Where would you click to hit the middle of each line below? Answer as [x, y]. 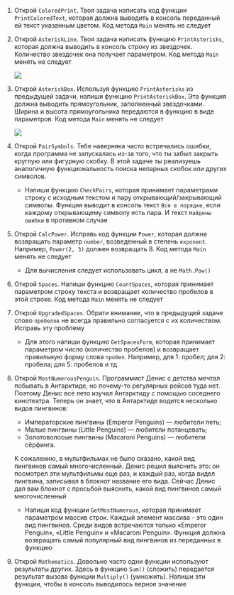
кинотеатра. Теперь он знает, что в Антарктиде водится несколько [116, 401]
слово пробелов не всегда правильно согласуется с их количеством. [118, 320]
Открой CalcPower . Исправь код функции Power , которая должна [111, 234]
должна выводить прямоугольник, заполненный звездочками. [109, 104]
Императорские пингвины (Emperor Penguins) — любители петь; [123, 422]
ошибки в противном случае [66, 220]
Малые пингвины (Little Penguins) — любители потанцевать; [116, 430]
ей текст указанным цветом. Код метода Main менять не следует [112, 25]
